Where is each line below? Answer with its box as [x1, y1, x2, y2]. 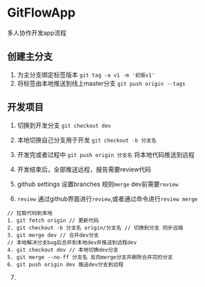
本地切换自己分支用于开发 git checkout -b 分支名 [17, 136, 157, 144]
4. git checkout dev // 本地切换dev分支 [7, 246, 119, 253]
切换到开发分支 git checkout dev [17, 121, 112, 129]
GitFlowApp [7, 5, 76, 21]
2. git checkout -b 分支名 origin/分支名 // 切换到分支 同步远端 [7, 224, 184, 231]
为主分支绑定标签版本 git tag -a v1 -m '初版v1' [17, 71, 155, 79]
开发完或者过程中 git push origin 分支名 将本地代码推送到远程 [17, 150, 195, 158]
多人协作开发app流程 [7, 28, 67, 37]
